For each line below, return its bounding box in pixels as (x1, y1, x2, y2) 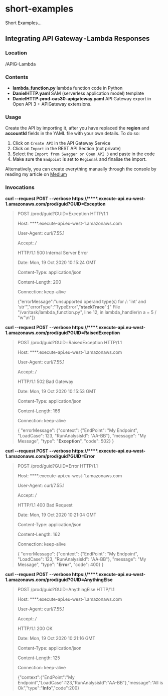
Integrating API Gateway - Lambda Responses (5, 34, 150, 43)
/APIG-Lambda (5, 61, 36, 67)
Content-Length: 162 (17, 531, 60, 537)
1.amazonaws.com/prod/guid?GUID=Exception (5, 201, 106, 207)
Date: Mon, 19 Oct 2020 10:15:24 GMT (17, 259, 96, 265)
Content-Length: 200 (17, 279, 62, 285)
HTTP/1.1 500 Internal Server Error (17, 249, 89, 256)
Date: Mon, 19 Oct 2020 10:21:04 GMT (17, 512, 97, 518)
